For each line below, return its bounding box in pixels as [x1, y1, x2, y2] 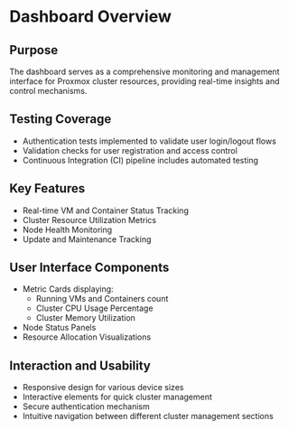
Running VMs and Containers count [35, 294, 169, 304]
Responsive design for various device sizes [22, 382, 184, 393]
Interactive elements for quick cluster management [22, 391, 212, 403]
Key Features [9, 181, 86, 196]
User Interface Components [9, 260, 170, 276]
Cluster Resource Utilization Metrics [22, 214, 156, 225]
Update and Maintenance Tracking [22, 233, 152, 245]
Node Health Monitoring [22, 224, 113, 235]
